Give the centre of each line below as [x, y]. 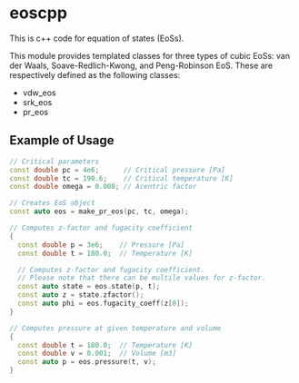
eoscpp [39, 13]
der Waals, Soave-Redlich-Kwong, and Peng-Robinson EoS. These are [141, 65]
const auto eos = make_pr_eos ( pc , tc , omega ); [99, 211]
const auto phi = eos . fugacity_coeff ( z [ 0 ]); [103, 303]
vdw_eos [39, 93]
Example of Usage [62, 140]
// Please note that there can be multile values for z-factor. [142, 278]
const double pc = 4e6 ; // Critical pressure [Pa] [117, 170]
